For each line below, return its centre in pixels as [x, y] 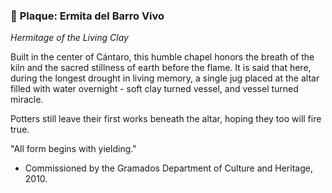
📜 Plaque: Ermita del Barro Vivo [87, 16]
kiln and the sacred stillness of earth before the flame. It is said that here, [161, 68]
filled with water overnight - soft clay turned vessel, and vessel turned [154, 89]
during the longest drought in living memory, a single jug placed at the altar [165, 78]
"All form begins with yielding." [73, 149]
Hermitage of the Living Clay [69, 38]
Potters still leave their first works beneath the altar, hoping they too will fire [166, 119]
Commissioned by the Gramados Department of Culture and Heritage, [168, 168]
